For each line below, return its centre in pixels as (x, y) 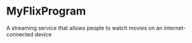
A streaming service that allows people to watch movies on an (85, 28)
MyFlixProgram (46, 11)
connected (20, 34)
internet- (175, 28)
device (43, 34)
